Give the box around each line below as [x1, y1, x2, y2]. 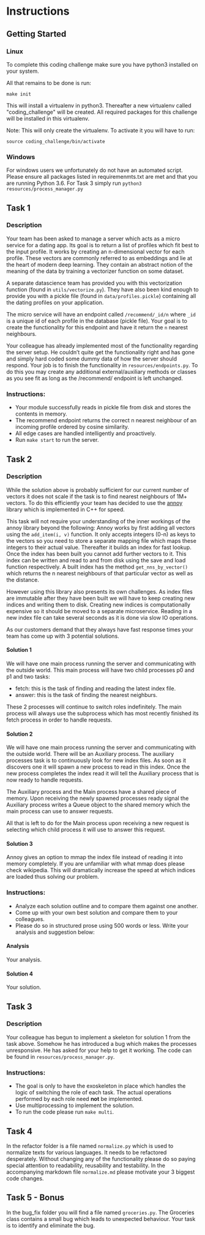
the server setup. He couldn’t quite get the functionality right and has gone [6, 348, 195, 356]
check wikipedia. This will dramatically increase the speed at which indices [6, 867, 196, 874]
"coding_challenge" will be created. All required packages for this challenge [6, 108, 198, 116]
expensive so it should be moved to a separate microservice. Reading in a [6, 607, 193, 614]
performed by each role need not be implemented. [15, 1095, 143, 1103]
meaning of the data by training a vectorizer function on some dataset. [6, 267, 185, 275]
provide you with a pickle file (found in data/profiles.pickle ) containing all [6, 292, 196, 299]
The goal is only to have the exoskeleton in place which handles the [15, 1082, 186, 1090]
